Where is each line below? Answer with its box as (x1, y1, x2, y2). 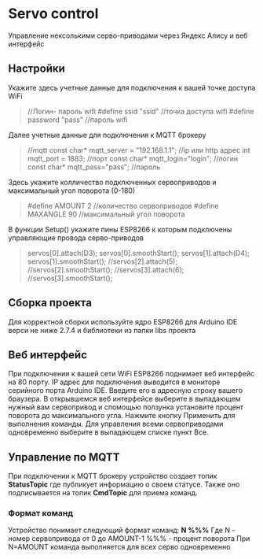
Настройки (8, 62, 65, 76)
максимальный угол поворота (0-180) (8, 186, 136, 195)
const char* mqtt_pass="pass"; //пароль (27, 162, 161, 172)
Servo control (8, 5, 99, 23)
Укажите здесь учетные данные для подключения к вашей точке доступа (8, 83, 256, 92)
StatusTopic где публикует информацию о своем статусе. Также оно (8, 479, 240, 489)
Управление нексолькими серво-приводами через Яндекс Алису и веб (8, 31, 248, 40)
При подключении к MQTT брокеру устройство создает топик (8, 472, 217, 481)
